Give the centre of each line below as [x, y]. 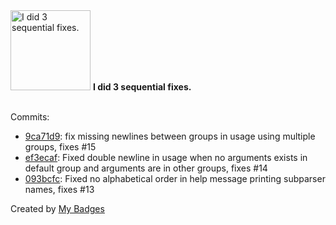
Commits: [30, 117]
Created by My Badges [57, 208]
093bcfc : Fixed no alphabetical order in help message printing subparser [175, 178]
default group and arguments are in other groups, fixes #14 [146, 168]
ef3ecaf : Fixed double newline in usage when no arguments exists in [166, 157]
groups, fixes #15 [60, 147]
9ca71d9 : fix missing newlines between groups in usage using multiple [170, 136]
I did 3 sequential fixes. [142, 87]
